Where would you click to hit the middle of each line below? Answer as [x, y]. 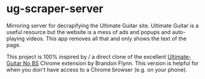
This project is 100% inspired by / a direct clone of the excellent [86, 57]
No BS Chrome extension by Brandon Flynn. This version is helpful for [111, 63]
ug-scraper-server [55, 9]
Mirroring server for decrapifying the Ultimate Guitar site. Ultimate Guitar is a [103, 26]
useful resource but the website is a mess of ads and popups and [88, 32]
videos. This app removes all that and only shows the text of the [106, 38]
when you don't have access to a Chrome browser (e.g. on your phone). [97, 69]
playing [16, 38]
